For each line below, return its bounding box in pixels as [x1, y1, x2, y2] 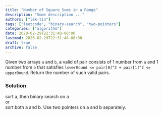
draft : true [5, 40, 30, 45]
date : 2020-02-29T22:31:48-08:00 [5, 31, 76, 36]
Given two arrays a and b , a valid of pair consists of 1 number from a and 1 [5, 59, 158, 65]
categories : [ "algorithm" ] [5, 26, 62, 31]
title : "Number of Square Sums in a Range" [5, 7, 98, 13]
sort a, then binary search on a [5, 93, 69, 99]
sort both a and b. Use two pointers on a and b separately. [5, 104, 126, 110]
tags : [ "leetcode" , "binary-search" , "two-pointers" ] [5, 21, 121, 27]
